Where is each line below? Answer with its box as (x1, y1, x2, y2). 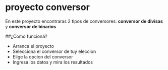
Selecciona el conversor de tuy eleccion (12, 48, 96, 54)
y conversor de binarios (5, 23, 57, 29)
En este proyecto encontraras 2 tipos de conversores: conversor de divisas (5, 18, 163, 24)
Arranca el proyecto (12, 43, 54, 49)
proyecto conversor (5, 2, 90, 13)
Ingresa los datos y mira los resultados (12, 59, 93, 65)
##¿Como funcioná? (5, 33, 47, 39)
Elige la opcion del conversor (12, 53, 73, 59)
